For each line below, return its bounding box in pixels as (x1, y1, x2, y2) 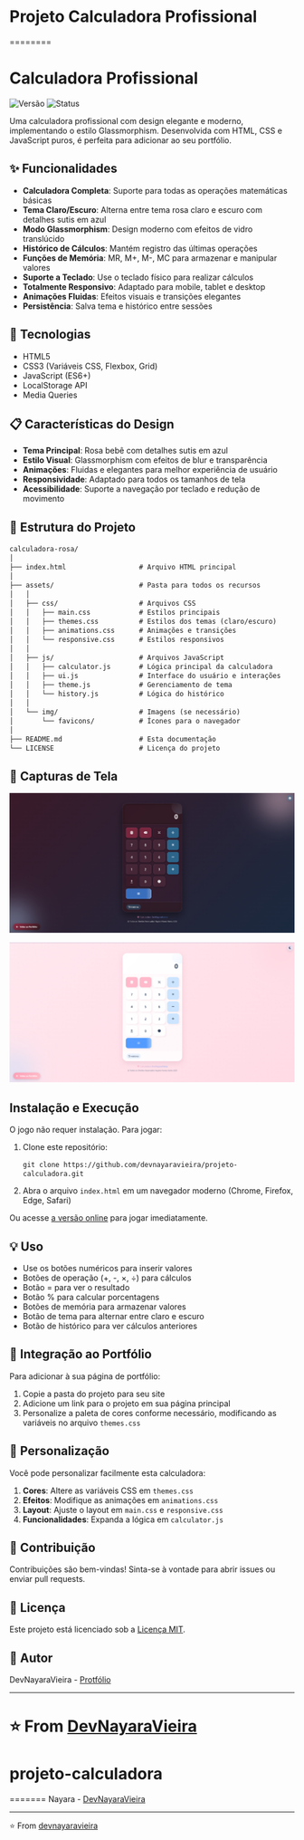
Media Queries (22, 389, 78, 400)
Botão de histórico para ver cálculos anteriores (22, 1320, 197, 1331)
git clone (22, 1161, 61, 1170)
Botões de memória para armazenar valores (22, 1301, 187, 1312)
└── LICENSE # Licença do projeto (9, 744, 221, 753)
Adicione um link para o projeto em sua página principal (22, 1397, 231, 1409)
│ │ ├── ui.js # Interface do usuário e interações (9, 672, 281, 681)
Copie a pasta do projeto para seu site (22, 1388, 166, 1399)
